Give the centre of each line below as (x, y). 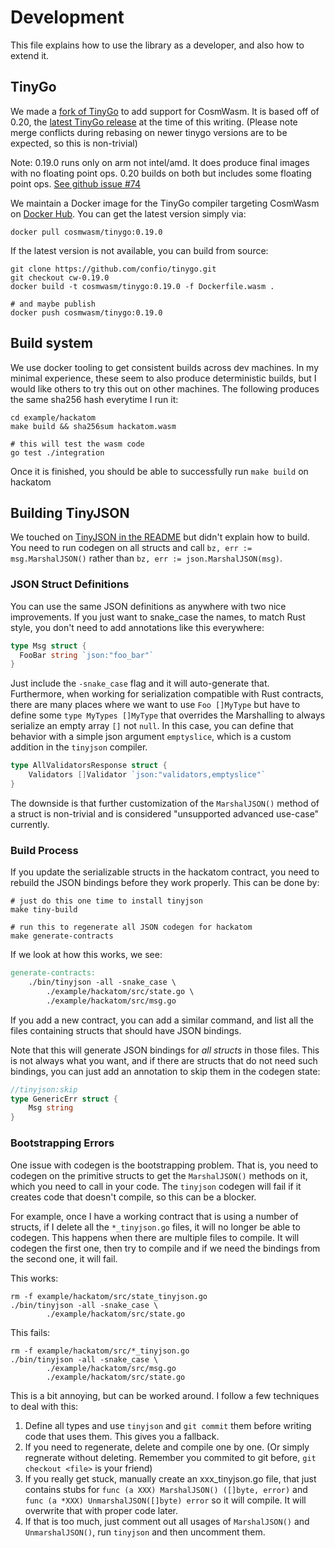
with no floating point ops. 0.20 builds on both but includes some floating (161, 173)
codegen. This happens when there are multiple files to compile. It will (155, 1237)
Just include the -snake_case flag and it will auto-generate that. (140, 683)
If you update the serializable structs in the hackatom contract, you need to (165, 872)
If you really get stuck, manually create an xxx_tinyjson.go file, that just (170, 1478)
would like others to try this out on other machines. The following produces (165, 388)
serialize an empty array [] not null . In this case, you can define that (152, 726)
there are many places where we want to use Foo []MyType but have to (155, 705)
